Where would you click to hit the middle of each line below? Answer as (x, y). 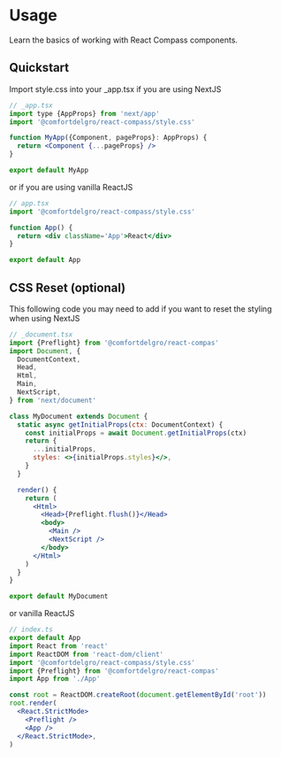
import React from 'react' (59, 646)
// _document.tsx (41, 334)
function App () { (41, 228)
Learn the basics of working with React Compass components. (124, 40)
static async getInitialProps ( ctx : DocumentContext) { (120, 425)
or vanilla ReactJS (42, 614)
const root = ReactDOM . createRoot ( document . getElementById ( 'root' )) (138, 695)
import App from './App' (55, 679)
